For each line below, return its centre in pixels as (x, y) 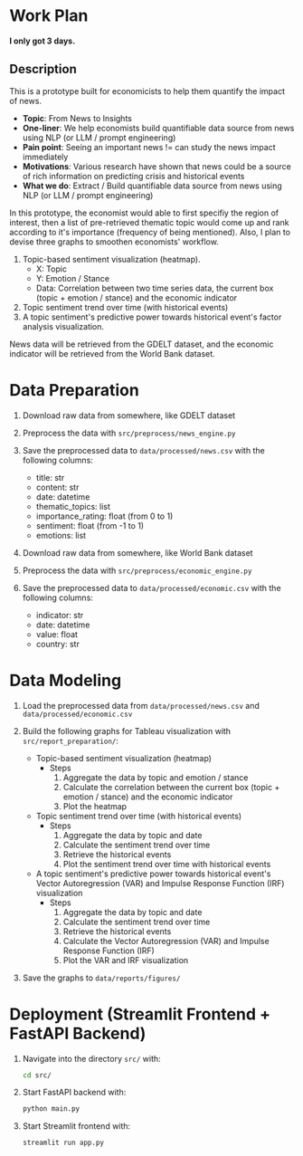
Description (43, 69)
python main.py (51, 1109)
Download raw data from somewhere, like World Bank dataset (137, 552)
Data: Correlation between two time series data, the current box (155, 288)
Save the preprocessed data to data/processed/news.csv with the (143, 450)
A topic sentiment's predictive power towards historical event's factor (152, 317)
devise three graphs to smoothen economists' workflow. (114, 242)
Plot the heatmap (95, 806)
